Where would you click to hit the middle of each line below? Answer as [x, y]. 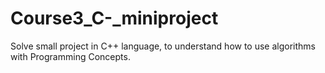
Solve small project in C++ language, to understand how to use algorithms [163, 46]
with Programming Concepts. [70, 56]
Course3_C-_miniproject [114, 18]
